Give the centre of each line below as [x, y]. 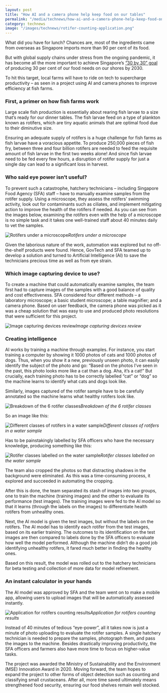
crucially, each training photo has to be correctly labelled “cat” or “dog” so [81, 376]
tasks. [11, 654]
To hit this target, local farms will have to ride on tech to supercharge [76, 78]
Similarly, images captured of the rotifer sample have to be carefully [75, 391]
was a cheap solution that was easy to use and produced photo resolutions [82, 311]
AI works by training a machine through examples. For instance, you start [80, 349]
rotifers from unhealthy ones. [35, 512]
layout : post [19, 10]
